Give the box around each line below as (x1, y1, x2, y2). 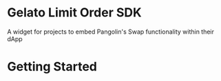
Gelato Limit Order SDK (7, 5, 143, 21)
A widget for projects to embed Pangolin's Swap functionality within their (7, 27, 215, 36)
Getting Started (7, 59, 98, 75)
